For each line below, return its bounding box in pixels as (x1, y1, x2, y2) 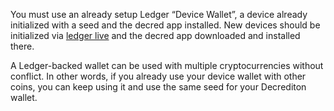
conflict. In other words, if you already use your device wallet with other (10, 70, 307, 82)
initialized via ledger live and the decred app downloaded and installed (10, 30, 301, 41)
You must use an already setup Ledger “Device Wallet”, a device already (10, 9, 308, 20)
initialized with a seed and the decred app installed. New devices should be (10, 19, 321, 31)
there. (10, 40, 35, 52)
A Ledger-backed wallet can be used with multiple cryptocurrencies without (10, 60, 324, 71)
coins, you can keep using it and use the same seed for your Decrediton (10, 81, 307, 93)
